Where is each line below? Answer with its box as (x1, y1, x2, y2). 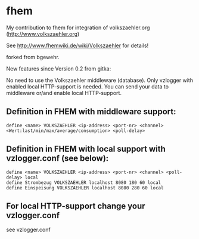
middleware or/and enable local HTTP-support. (6, 89, 122, 96)
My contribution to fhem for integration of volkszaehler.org (6, 24, 150, 31)
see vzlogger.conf (6, 226, 51, 234)
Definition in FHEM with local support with (6, 144, 166, 154)
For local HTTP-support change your (6, 201, 145, 211)
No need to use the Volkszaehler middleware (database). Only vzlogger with (6, 76, 194, 84)
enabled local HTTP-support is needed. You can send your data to (6, 82, 169, 90)
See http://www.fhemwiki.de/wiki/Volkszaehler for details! (6, 42, 149, 49)
